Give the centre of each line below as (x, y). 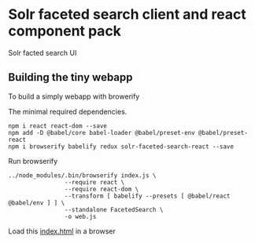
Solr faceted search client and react (127, 15)
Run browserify (33, 161)
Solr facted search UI (42, 53)
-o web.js (80, 216)
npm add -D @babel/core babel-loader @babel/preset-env (102, 132)
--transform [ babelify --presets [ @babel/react (147, 196)
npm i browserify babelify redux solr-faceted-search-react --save (121, 147)
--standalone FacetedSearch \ (114, 209)
